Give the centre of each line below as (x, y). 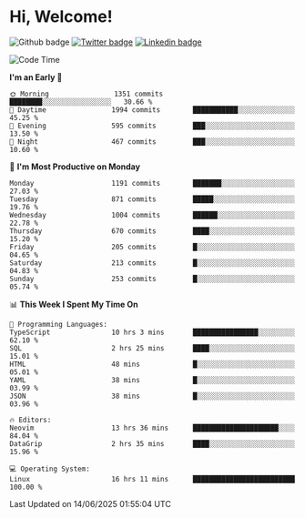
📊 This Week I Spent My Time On (74, 304)
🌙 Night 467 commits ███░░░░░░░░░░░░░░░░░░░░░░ (152, 142)
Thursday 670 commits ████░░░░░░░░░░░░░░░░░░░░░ (152, 231)
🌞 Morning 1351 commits (86, 94)
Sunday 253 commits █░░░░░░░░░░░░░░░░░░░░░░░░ (152, 279)
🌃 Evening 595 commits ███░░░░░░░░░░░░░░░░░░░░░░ (152, 126)
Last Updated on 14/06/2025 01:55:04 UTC (90, 503)
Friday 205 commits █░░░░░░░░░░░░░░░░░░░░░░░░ (152, 247)
